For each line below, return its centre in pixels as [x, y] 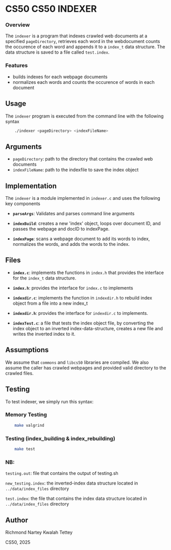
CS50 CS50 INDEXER [51, 9]
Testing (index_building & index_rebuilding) [60, 439]
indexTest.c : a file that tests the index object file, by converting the [83, 323]
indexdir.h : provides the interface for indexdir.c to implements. [80, 313]
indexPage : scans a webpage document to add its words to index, [81, 239]
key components [23, 204]
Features [17, 65]
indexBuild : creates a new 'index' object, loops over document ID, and [87, 223]
